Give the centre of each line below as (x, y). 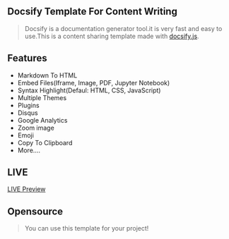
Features (27, 58)
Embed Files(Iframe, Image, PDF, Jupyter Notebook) (94, 82)
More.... (29, 150)
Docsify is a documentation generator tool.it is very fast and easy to (123, 28)
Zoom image (36, 128)
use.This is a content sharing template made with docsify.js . (112, 36)
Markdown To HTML (47, 75)
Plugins (29, 105)
